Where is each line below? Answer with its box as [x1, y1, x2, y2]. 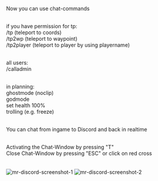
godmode [6, 96, 29, 103]
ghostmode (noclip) [6, 90, 54, 96]
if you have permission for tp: [6, 23, 78, 29]
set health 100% [6, 102, 46, 108]
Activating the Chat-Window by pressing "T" [6, 144, 114, 150]
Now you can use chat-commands [6, 5, 90, 12]
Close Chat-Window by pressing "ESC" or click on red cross [6, 150, 152, 157]
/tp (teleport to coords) [6, 29, 62, 36]
